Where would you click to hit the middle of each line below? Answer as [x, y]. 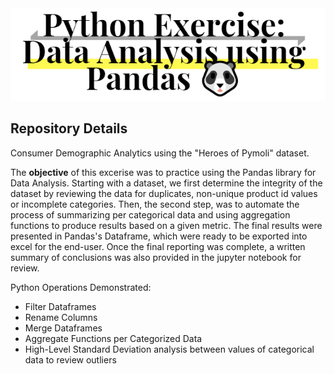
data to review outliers [70, 359]
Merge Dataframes [63, 328]
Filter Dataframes [60, 306]
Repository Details [69, 128]
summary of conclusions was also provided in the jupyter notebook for [156, 257]
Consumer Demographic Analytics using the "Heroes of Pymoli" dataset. [160, 153]
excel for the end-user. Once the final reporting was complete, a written [158, 246]
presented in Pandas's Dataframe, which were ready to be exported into [159, 236]
